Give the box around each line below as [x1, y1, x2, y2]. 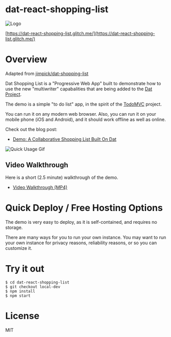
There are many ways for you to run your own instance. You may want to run [5, 234, 166, 240]
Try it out [5, 263, 44, 274]
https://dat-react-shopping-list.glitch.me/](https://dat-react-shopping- [7, 30, 155, 36]
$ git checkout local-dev [5, 284, 60, 289]
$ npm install [5, 289, 36, 294]
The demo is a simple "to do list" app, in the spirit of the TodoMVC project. [5, 101, 162, 107]
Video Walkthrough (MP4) [12, 184, 68, 190]
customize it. [5, 245, 32, 251]
